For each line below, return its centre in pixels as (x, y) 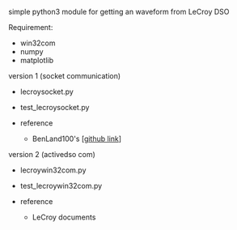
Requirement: (31, 27)
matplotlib (37, 60)
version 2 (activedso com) (52, 154)
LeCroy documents (64, 217)
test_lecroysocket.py (55, 107)
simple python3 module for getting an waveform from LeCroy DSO (119, 12)
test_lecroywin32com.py (61, 186)
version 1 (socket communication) (65, 76)
